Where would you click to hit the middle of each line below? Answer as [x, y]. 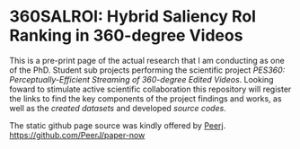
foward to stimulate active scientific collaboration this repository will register [150, 89]
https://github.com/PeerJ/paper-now [77, 135]
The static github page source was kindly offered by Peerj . [118, 125]
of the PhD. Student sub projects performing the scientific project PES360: [147, 70]
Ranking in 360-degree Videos [126, 35]
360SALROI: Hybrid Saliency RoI [133, 17]
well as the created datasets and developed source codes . [118, 108]
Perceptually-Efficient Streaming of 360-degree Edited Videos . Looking [141, 79]
